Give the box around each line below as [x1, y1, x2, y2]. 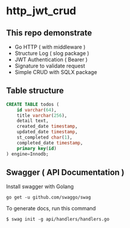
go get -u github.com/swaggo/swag [6, 194, 92, 201]
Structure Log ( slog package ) [14, 50, 90, 57]
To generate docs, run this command [6, 205, 96, 212]
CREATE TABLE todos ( [6, 101, 60, 107]
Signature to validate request [14, 62, 86, 69]
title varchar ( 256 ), [17, 113, 67, 118]
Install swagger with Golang [6, 183, 74, 190]
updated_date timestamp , [17, 129, 78, 135]
